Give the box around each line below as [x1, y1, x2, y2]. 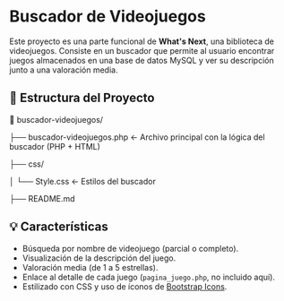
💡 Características [9, 219, 109, 235]
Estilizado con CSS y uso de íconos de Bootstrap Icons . [22, 280, 228, 292]
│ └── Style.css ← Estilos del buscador [9, 176, 157, 186]
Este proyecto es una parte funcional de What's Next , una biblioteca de [9, 36, 275, 47]
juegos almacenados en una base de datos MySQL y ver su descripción [9, 55, 275, 65]
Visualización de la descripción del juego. [22, 253, 176, 263]
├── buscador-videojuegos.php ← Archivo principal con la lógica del [9, 132, 266, 142]
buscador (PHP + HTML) [9, 141, 101, 151]
